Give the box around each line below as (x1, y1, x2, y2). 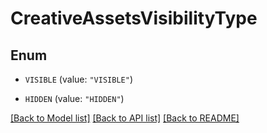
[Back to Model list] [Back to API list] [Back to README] (10, 112, 240, 124)
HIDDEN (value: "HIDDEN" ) (24, 93, 125, 104)
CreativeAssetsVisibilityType (10, 7, 258, 30)
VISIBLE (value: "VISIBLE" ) (24, 73, 133, 85)
